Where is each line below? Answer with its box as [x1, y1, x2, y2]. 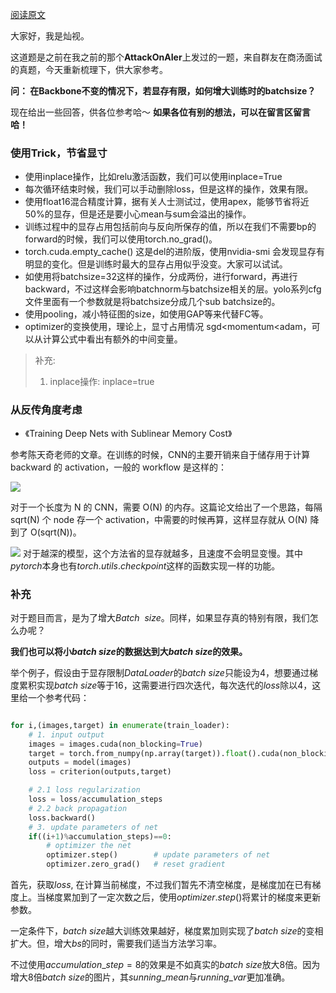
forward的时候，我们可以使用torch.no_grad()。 [24, 233, 218, 245]
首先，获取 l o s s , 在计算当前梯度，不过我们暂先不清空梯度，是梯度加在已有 [10, 879, 313, 891]
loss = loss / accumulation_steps [28, 794, 163, 805]
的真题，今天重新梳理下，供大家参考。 [10, 64, 168, 75]
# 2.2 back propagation [28, 803, 128, 813]
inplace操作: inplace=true [49, 376, 155, 388]
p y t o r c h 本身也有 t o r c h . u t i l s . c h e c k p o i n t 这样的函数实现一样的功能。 [10, 559, 281, 572]
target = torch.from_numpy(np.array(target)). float [28, 748, 248, 758]
